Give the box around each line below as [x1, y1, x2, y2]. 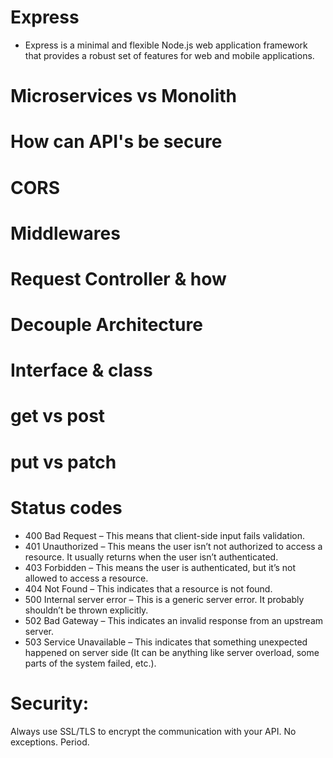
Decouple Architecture [10, 314, 203, 336]
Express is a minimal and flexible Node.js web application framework [24, 39, 308, 51]
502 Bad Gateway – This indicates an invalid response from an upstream [24, 614, 324, 626]
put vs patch [10, 451, 117, 473]
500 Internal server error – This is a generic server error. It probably [24, 593, 305, 605]
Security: [10, 692, 90, 715]
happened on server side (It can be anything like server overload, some [24, 646, 320, 658]
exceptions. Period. [10, 736, 90, 748]
